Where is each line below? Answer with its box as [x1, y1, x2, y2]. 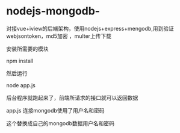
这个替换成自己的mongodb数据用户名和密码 [6, 119, 115, 127]
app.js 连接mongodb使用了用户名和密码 [6, 107, 105, 114]
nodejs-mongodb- [6, 4, 101, 18]
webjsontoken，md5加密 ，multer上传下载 [6, 32, 112, 40]
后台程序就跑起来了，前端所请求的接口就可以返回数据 [6, 94, 138, 101]
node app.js [6, 81, 36, 88]
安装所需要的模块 [6, 45, 49, 52]
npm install [6, 57, 34, 64]
